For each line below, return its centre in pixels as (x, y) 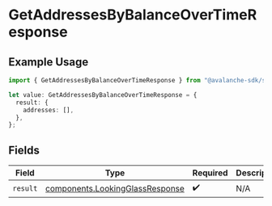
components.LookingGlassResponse (115, 188)
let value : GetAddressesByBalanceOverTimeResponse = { (103, 95)
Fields (24, 150)
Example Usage (49, 62)
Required (210, 173)
